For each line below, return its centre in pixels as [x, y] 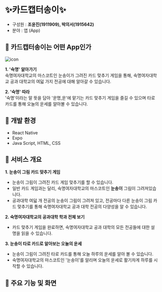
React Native [25, 133]
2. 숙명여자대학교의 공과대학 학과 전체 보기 [45, 217]
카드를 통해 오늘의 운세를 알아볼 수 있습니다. [47, 104]
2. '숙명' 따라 [18, 92]
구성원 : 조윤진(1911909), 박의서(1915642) [53, 24]
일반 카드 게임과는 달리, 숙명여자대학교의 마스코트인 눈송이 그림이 [74, 189]
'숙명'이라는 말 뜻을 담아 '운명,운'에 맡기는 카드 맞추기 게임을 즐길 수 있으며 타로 [80, 98]
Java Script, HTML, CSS [36, 143]
